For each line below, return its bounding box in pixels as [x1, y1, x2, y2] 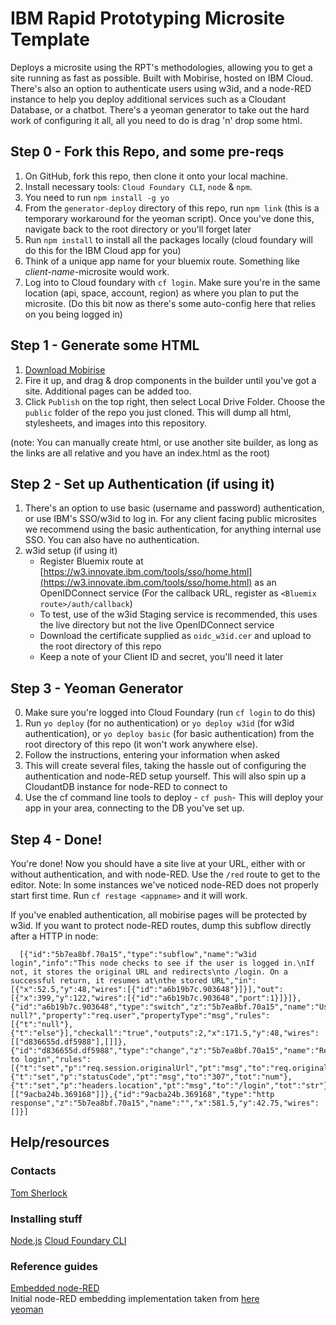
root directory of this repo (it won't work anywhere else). [24, 738, 258, 751]
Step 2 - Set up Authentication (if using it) [10, 475, 275, 492]
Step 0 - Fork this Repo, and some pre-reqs [10, 143, 285, 161]
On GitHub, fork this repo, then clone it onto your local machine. [24, 170, 288, 182]
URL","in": [211, 976, 257, 986]
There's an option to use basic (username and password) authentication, [24, 502, 325, 514]
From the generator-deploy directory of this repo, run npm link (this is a [24, 202, 320, 214]
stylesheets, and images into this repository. [24, 417, 208, 429]
